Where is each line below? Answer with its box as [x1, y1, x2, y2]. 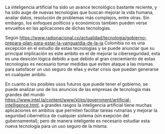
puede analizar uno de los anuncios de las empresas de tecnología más [5, 87, 151, 92]
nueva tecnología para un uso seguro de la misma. [5, 123, 108, 129]
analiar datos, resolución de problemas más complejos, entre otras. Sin [5, 15, 150, 20]
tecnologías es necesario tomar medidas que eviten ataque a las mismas [5, 61, 153, 67]
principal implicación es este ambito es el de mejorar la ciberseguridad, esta [5, 50, 161, 56]
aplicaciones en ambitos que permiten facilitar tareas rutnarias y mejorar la [5, 107, 158, 113]
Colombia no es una [104, 40, 145, 46]
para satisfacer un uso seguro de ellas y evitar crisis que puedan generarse [5, 66, 159, 72]
